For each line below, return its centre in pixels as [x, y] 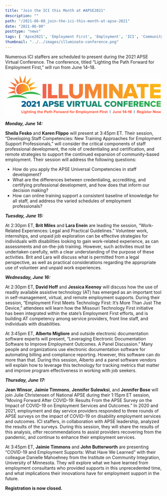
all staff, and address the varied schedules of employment [72, 201]
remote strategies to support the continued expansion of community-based [82, 154]
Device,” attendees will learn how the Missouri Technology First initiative [79, 308]
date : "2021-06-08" [25, 26]
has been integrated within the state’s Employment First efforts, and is [77, 313]
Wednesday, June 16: [28, 277]
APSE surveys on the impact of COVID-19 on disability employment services [83, 416]
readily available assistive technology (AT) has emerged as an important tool [83, 292]
